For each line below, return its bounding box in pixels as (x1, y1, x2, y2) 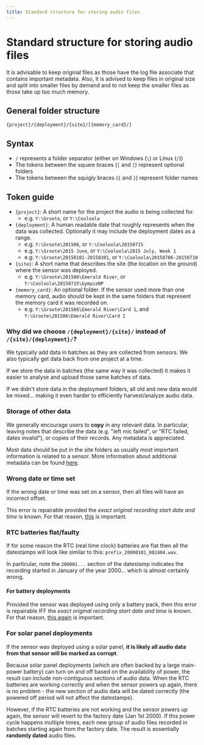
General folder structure (6, 105, 100, 116)
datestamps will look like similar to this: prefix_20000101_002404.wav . (6, 548, 178, 556)
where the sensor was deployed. (15, 266, 97, 274)
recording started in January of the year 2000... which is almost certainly (6, 567, 190, 574)
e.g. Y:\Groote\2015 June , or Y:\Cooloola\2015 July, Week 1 (24, 247, 177, 254)
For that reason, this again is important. (6, 614, 105, 621)
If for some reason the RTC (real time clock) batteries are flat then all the (6, 542, 188, 549)
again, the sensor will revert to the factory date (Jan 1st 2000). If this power (6, 712, 196, 719)
